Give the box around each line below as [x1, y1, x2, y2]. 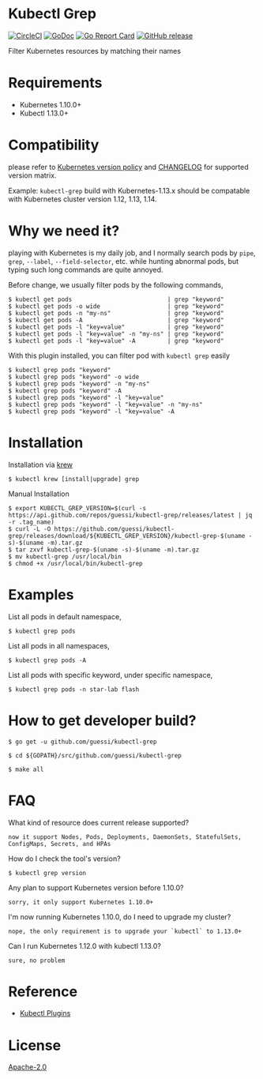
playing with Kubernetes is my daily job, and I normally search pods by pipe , [8, 248, 256, 258]
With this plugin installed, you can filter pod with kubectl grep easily [8, 351, 231, 360]
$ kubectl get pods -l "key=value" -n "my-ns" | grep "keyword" [8, 329, 224, 338]
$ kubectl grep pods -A [8, 656, 87, 664]
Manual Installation [8, 489, 70, 498]
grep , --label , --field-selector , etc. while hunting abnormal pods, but [8, 256, 239, 265]
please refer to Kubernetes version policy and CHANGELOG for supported [8, 162, 249, 171]
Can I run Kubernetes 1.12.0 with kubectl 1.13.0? [8, 941, 162, 950]
